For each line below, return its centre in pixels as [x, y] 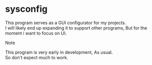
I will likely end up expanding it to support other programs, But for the [76, 28]
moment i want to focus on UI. [36, 33]
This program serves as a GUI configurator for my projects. [66, 23]
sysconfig [26, 9]
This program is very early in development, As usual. [59, 52]
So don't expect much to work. [37, 57]
